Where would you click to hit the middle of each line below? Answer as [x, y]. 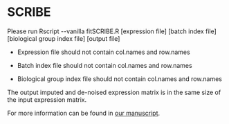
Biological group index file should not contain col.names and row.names [120, 79]
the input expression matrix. [47, 99]
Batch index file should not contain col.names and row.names [104, 65]
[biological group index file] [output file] [64, 38]
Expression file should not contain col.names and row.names [103, 52]
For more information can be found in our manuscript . [84, 113]
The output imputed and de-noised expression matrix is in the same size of [114, 92]
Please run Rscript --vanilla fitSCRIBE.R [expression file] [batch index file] [112, 31]
